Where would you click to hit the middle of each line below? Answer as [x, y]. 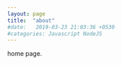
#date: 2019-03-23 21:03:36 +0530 [61, 27]
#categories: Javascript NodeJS [55, 34]
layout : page [26, 14]
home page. [25, 54]
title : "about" [31, 20]
